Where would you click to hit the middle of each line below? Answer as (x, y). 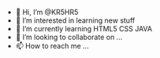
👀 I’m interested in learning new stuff (75, 20)
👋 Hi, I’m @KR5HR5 (47, 12)
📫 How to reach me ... (52, 46)
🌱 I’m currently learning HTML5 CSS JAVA (84, 29)
